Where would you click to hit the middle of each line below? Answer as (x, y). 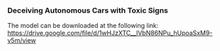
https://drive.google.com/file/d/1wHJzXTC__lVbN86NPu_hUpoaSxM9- (110, 33)
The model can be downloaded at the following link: (83, 26)
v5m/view (22, 41)
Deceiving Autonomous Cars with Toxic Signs (88, 10)
